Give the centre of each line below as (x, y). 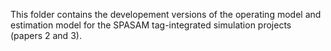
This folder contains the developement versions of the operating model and (166, 14)
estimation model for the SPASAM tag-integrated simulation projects (151, 25)
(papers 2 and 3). (46, 35)
